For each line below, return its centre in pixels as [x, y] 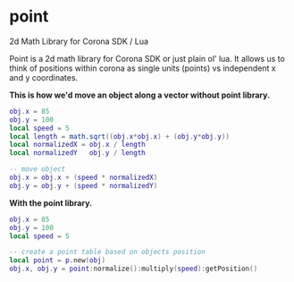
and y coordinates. [44, 77]
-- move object [38, 169]
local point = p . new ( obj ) [57, 261]
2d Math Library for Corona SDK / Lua [79, 41]
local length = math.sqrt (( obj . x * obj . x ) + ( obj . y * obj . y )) [120, 136]
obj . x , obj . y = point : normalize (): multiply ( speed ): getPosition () [134, 269]
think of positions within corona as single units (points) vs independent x [143, 68]
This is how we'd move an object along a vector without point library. [140, 95]
